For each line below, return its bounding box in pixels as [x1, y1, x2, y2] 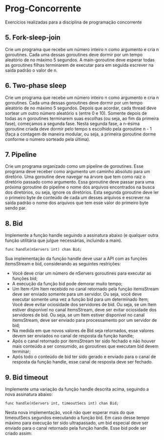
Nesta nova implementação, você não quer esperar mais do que [5, 410, 134, 415]
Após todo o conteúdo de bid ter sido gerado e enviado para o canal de [12, 354, 156, 360]
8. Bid [5, 219, 23, 228]
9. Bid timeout [5, 373, 48, 382]
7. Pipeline [5, 150, 37, 158]
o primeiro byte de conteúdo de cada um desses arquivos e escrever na [5, 195, 150, 201]
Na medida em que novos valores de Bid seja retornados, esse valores [12, 328, 154, 334]
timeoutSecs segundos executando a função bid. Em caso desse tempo [5, 415, 150, 420]
